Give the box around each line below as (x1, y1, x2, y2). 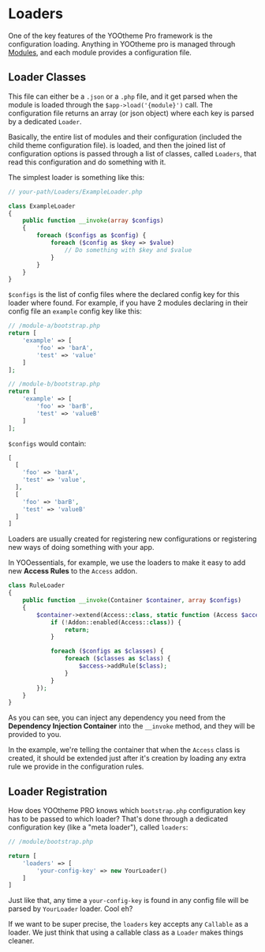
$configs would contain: (8, 438, 87, 448)
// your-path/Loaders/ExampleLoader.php (8, 187, 144, 196)
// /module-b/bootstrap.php (8, 380, 101, 388)
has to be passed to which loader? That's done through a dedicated (8, 815, 229, 824)
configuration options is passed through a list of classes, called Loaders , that (8, 149, 257, 158)
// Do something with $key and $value (64, 246, 192, 254)
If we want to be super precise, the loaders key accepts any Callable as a (8, 920, 248, 929)
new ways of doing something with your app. (8, 543, 155, 552)
